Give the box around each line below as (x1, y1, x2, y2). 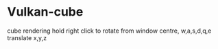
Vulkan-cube (7, 4, 84, 20)
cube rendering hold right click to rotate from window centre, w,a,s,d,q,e (7, 27, 212, 35)
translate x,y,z (7, 33, 47, 42)
